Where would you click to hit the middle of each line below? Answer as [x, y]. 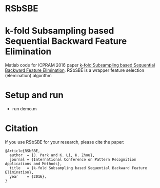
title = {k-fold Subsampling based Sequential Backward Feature [78, 168]
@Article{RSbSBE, [23, 151]
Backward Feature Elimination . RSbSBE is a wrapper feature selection [75, 70]
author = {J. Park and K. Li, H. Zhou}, [52, 155]
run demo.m [24, 109]
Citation [21, 129]
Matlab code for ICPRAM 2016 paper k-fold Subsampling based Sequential [80, 65]
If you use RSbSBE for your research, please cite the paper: [65, 142]
